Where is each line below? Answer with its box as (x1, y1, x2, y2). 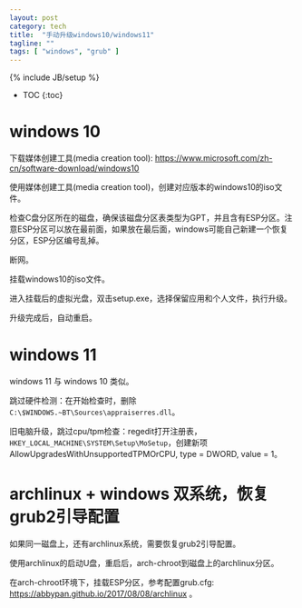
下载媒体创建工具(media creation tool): (9, 153, 153, 164)
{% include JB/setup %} (9, 72, 100, 83)
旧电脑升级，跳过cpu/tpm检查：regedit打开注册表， (9, 426, 202, 436)
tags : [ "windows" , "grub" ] (9, 47, 120, 56)
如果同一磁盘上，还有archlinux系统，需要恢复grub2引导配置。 (9, 538, 241, 549)
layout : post (9, 13, 59, 23)
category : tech (9, 22, 67, 31)
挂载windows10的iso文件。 (9, 274, 111, 284)
